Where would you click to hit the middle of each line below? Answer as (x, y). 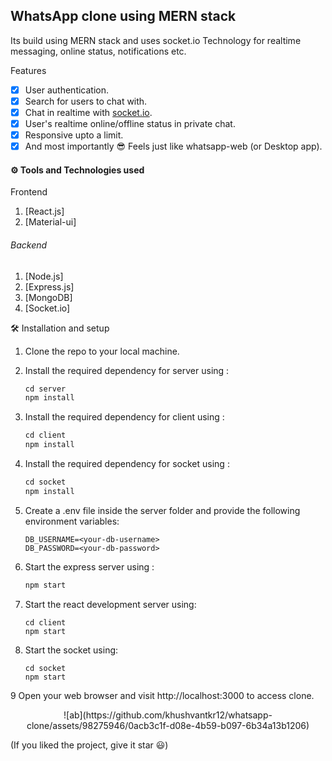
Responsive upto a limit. (74, 135)
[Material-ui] (50, 222)
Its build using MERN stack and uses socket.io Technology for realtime (156, 40)
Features (28, 70)
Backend (29, 245)
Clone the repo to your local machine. (102, 351)
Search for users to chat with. (86, 101)
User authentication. (67, 90)
